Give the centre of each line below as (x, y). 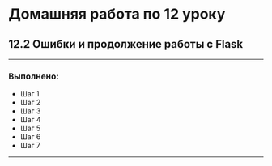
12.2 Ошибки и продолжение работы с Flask (126, 44)
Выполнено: (34, 76)
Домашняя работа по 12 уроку (117, 14)
